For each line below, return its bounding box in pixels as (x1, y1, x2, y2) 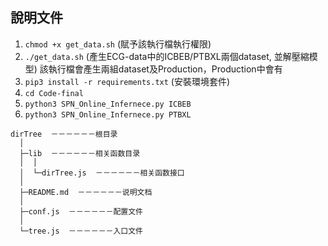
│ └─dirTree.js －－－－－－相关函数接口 (19, 168, 185, 178)
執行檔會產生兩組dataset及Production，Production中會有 (48, 63, 283, 75)
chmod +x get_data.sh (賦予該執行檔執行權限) (24, 38, 212, 50)
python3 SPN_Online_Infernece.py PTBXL (24, 109, 192, 120)
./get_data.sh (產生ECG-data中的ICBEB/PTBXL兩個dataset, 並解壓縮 (24, 50, 310, 62)
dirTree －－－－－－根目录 (10, 129, 118, 139)
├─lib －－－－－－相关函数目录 (19, 148, 141, 158)
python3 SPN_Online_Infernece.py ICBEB (24, 99, 192, 109)
